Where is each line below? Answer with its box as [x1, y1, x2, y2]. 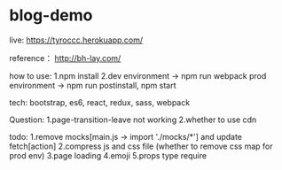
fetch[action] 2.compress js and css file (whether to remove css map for [9, 141, 273, 151]
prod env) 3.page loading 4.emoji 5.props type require [9, 150, 207, 160]
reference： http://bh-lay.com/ [9, 52, 121, 63]
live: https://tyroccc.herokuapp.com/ [9, 35, 144, 45]
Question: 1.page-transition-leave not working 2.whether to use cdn [9, 114, 257, 125]
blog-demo [9, 5, 93, 26]
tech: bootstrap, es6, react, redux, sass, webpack [9, 97, 191, 107]
